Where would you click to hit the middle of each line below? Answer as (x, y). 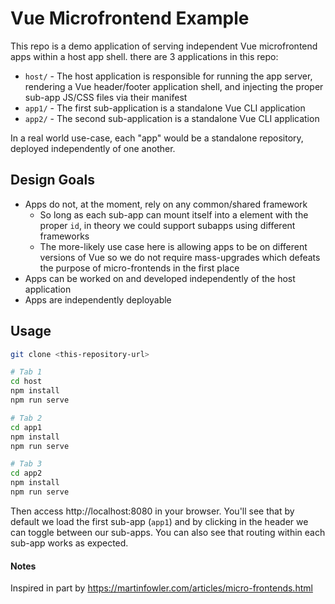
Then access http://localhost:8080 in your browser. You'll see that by (152, 511)
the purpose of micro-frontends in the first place (139, 268)
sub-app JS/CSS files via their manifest (106, 97)
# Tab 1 (26, 372)
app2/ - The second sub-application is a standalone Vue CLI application (172, 118)
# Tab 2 (26, 418)
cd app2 (26, 473)
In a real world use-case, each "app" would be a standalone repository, (157, 138)
